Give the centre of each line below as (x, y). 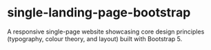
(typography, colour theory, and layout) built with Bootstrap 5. (95, 38)
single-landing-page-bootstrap (99, 13)
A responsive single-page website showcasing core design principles (106, 32)
